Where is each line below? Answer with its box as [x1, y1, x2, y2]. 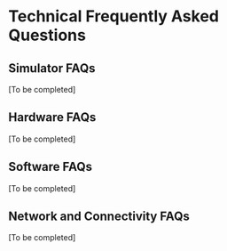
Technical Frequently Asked [8, 6, 219, 27]
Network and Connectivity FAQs [8, 209, 190, 224]
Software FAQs [8, 159, 93, 174]
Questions [8, 25, 86, 45]
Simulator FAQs [8, 61, 96, 76]
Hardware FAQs [8, 109, 97, 125]
